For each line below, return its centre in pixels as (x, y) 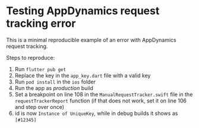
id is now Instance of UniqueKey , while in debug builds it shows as (96, 113)
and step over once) (39, 107)
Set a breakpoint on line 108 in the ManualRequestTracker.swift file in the (104, 94)
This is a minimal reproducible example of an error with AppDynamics (91, 40)
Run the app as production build (54, 88)
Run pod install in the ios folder (55, 82)
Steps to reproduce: (31, 57)
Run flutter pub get (40, 69)
